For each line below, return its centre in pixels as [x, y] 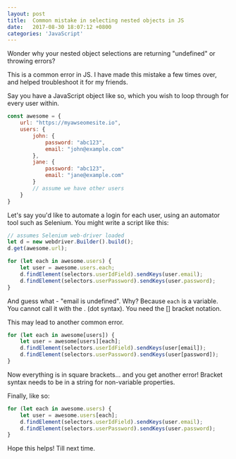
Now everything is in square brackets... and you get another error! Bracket [115, 374]
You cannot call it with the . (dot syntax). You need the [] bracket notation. [114, 308]
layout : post [26, 14]
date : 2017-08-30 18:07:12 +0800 [60, 27]
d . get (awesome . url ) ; [38, 249]
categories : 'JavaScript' [45, 33]
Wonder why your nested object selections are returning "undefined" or [112, 54]
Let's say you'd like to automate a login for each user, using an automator [114, 215]
